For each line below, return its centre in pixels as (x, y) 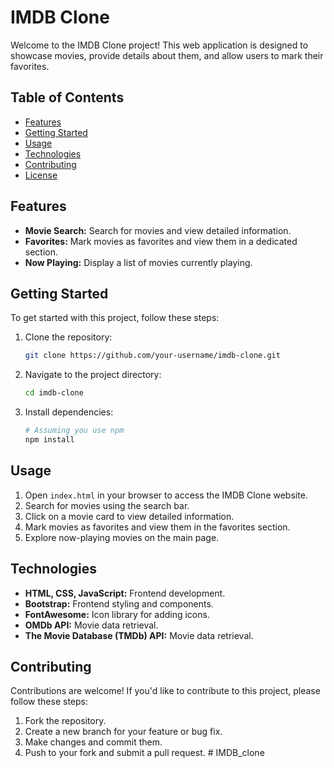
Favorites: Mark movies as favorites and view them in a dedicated (161, 241)
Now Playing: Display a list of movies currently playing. (138, 262)
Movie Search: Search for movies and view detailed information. (158, 230)
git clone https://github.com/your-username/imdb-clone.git (152, 356)
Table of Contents (67, 97)
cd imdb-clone (54, 393)
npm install (49, 440)
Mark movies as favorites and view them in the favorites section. (157, 527)
